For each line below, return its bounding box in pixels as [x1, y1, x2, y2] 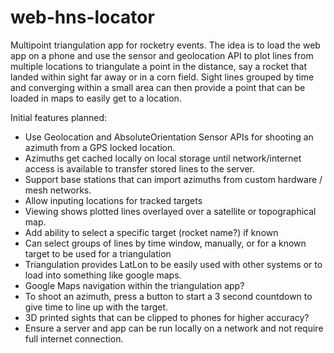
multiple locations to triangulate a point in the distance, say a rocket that [10, 60, 308, 72]
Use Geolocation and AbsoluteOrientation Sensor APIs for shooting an [24, 131, 314, 143]
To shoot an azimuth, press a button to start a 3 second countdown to [24, 290, 313, 302]
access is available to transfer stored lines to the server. [24, 162, 256, 175]
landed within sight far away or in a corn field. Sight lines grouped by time [10, 71, 315, 83]
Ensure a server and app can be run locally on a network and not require [24, 322, 324, 334]
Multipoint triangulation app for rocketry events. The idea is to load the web [10, 39, 321, 51]
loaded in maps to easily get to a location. [10, 92, 182, 104]
